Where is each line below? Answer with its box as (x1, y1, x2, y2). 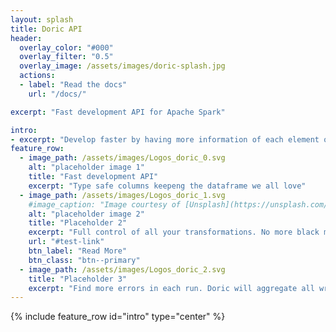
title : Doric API (10, 24, 83, 34)
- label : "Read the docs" (19, 80, 128, 90)
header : (10, 33, 43, 43)
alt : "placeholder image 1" (28, 162, 145, 173)
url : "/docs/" (28, 89, 87, 99)
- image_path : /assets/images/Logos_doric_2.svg (19, 264, 226, 275)
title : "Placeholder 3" (28, 274, 128, 284)
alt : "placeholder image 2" (28, 209, 145, 219)
